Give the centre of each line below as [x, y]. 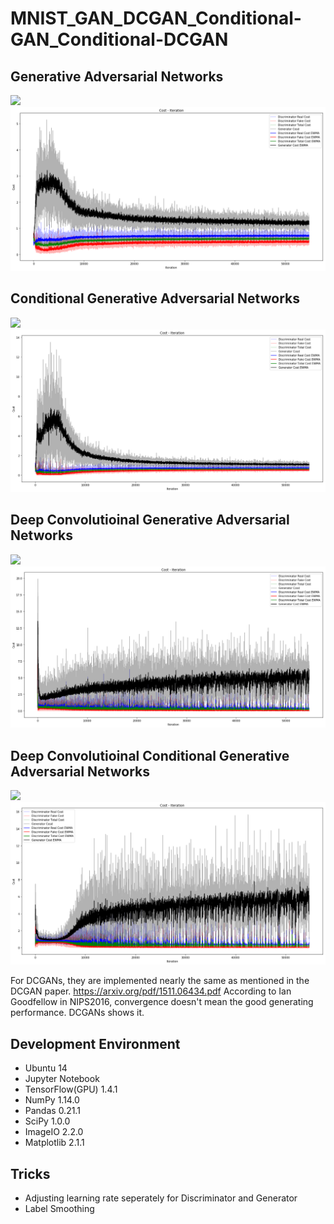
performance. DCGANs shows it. [77, 1013]
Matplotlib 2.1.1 [54, 1143]
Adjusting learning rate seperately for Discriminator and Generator [161, 1198]
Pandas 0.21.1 [52, 1111]
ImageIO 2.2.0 [54, 1132]
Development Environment [95, 1043]
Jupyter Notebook [62, 1079]
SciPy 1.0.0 [47, 1121]
